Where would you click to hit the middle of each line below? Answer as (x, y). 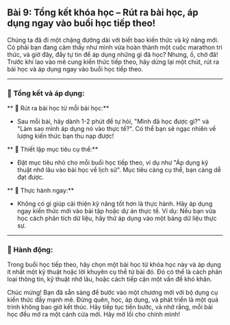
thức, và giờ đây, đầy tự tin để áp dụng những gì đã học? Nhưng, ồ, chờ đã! (113, 54)
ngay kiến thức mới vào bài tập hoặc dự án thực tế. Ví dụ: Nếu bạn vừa (116, 211)
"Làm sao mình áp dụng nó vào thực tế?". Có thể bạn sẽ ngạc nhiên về (116, 129)
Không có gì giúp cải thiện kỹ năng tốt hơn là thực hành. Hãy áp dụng (115, 204)
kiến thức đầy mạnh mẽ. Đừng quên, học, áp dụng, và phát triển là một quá (113, 300)
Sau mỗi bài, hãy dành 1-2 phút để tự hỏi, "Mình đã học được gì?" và (113, 121)
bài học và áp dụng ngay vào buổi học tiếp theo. (75, 69)
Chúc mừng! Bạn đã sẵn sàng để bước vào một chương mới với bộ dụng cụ (113, 293)
